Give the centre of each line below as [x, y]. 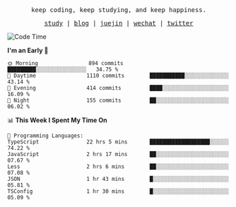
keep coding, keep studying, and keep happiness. [119, 10]
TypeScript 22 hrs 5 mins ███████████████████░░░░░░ [118, 142]
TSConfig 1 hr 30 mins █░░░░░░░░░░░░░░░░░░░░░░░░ [118, 191]
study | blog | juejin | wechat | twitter [119, 23]
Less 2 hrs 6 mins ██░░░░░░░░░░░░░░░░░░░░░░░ [118, 167]
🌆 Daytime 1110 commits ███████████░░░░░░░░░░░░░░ [118, 76]
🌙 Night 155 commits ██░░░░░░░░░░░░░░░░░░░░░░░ [118, 100]
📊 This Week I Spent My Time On [57, 120]
